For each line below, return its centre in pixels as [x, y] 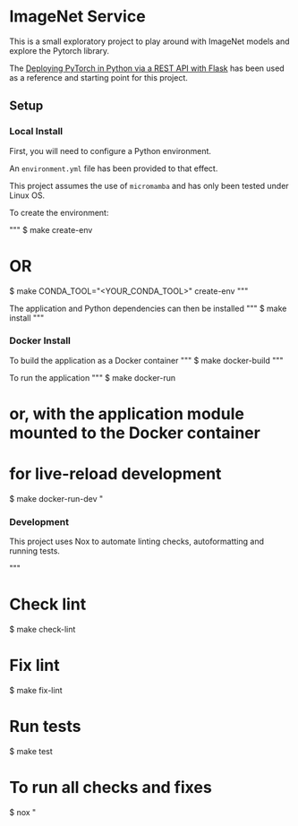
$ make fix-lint [36, 691]
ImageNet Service [77, 17]
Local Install [36, 132]
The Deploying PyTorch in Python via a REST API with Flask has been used [147, 68]
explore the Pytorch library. [60, 50]
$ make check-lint [43, 630]
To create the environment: [59, 212]
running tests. [35, 551]
